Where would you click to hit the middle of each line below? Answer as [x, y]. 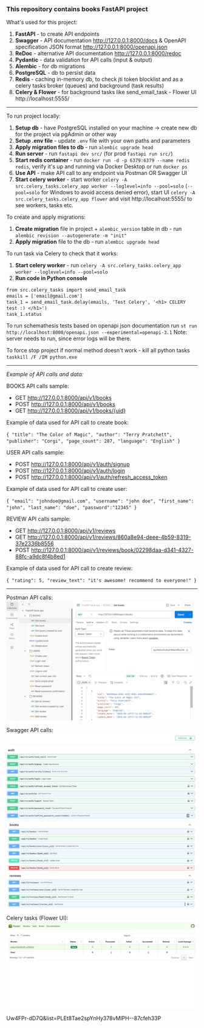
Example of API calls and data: [45, 374]
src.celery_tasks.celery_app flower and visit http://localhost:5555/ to [104, 199]
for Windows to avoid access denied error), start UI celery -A [118, 193]
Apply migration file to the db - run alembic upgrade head [87, 242]
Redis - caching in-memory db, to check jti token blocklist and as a [99, 79]
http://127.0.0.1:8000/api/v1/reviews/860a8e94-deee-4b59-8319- [109, 537]
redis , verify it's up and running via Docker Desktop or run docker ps [101, 166]
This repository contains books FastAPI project [77, 9]
